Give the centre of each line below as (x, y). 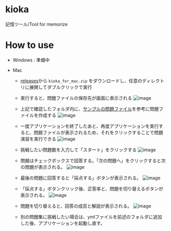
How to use (30, 45)
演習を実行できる (38, 138)
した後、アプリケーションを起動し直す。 (63, 223)
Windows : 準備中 (31, 60)
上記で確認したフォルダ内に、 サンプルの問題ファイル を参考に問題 (90, 109)
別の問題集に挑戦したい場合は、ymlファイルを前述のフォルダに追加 (91, 217)
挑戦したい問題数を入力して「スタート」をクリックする (78, 150)
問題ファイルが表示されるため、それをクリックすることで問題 (99, 132)
